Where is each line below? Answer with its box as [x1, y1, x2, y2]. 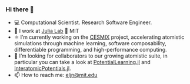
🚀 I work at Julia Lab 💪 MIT [14, 28, 79, 35]
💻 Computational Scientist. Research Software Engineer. [14, 19, 152, 26]
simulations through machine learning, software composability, [14, 40, 166, 47]
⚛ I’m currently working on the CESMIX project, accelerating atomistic [14, 33, 185, 41]
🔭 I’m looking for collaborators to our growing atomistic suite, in [14, 52, 168, 59]
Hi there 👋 [5, 5, 35, 14]
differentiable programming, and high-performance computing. [14, 46, 167, 53]
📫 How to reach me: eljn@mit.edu [14, 72, 98, 79]
